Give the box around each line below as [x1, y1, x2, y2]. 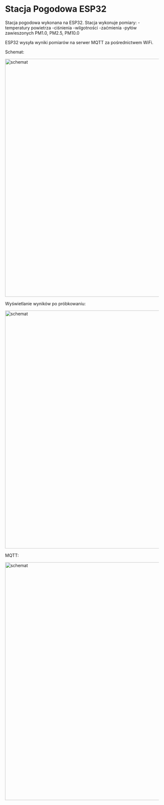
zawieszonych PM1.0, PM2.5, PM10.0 [5, 30, 80, 36]
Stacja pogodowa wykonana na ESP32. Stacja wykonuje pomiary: [5, 20, 137, 25]
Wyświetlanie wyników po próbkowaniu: [5, 300, 86, 306]
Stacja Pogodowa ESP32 [5, 3, 107, 15]
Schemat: [5, 49, 24, 55]
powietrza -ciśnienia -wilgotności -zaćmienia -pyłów [31, 24, 137, 30]
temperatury [5, 24, 30, 30]
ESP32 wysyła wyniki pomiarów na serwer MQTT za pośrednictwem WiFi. [5, 39, 154, 45]
